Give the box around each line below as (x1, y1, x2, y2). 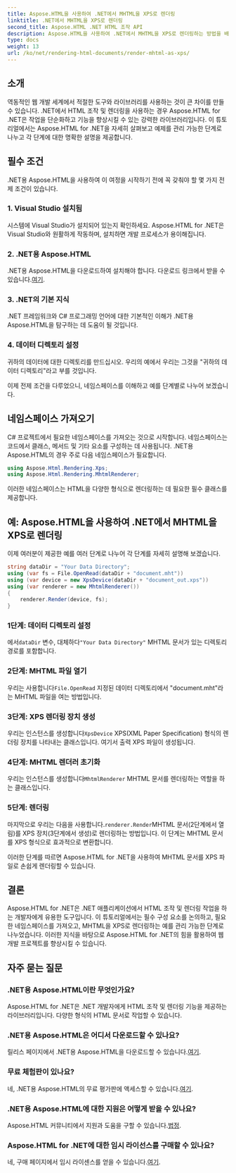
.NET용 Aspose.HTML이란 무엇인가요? (7, 985, 135, 995)
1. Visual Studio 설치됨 (7, 204, 83, 214)
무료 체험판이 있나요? (7, 1067, 75, 1077)
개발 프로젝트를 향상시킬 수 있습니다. (7, 939, 107, 948)
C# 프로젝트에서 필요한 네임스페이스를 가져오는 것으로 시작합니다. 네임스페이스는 (7, 433, 228, 441)
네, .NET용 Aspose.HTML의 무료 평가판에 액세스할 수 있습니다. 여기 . (7, 1084, 193, 1093)
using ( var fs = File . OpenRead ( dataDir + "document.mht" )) (7, 570, 184, 577)
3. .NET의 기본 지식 (7, 295, 70, 305)
